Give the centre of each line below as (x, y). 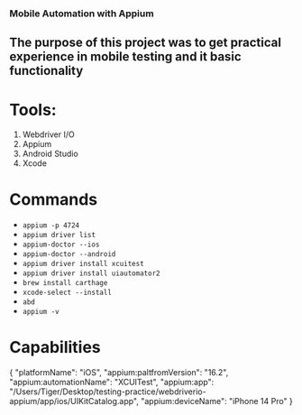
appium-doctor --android (69, 254)
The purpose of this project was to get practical (146, 43)
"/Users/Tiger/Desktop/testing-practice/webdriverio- (108, 392)
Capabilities (55, 348)
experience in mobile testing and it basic (125, 57)
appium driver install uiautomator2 (91, 273)
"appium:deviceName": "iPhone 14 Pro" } (217, 401)
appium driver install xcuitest (83, 264)
